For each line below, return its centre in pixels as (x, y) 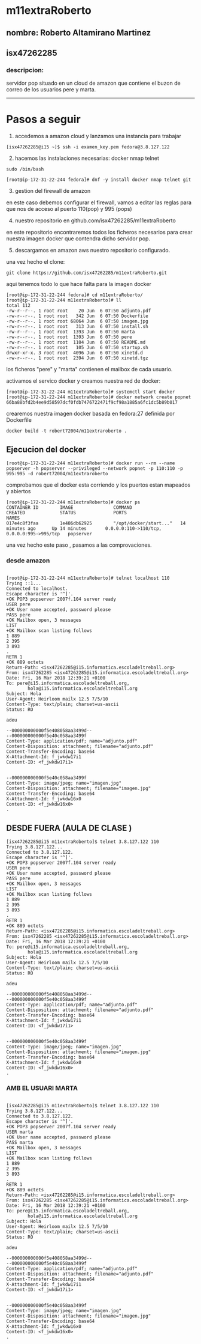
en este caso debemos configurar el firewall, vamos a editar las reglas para (99, 202)
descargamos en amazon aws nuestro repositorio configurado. (92, 251)
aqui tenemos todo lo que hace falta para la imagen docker (79, 284)
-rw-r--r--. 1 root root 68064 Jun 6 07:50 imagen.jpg (77, 321)
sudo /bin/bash (25, 169)
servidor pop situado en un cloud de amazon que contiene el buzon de (93, 83)
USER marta (20, 1132)
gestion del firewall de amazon (53, 191)
